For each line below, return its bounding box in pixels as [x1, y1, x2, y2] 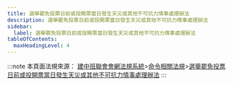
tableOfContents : [7, 36, 58, 43]
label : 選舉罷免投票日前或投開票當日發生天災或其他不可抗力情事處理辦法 [13, 29, 196, 37]
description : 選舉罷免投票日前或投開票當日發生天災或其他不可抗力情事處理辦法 [7, 17, 209, 23]
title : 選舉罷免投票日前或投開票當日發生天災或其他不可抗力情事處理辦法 [7, 10, 190, 17]
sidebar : [7, 23, 33, 30]
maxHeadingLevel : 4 [13, 42, 70, 49]
